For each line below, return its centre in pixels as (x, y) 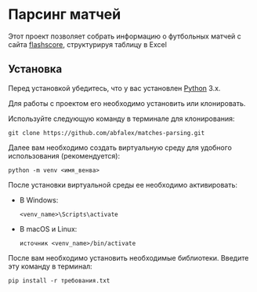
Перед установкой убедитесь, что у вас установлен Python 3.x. (114, 88)
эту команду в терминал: (50, 266)
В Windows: (39, 200)
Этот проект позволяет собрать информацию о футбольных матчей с (125, 36)
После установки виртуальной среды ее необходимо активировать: (123, 184)
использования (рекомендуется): (64, 155)
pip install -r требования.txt (59, 280)
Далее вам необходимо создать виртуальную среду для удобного (120, 148)
